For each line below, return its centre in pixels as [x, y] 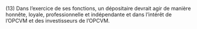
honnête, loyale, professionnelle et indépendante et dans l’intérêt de [89, 14]
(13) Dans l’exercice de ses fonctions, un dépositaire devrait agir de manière [98, 8]
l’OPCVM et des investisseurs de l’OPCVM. [58, 21]
